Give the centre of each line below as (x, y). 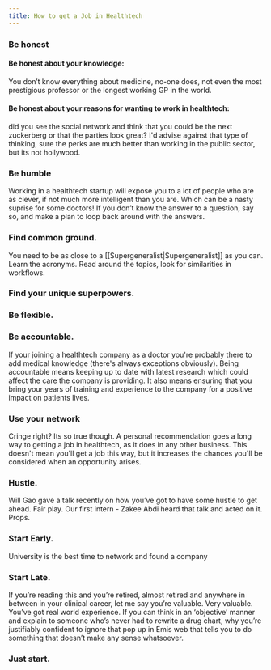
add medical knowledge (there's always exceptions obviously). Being (124, 363)
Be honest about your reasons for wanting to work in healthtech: (119, 108)
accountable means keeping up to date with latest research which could (128, 371)
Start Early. (31, 539)
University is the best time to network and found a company (108, 556)
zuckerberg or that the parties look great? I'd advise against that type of (128, 135)
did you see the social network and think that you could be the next (121, 126)
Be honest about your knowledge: (66, 64)
